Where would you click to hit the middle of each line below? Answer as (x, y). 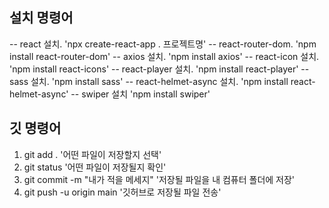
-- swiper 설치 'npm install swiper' (140, 94)
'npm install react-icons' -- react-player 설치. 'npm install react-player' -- (159, 69)
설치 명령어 (41, 18)
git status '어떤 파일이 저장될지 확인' (95, 167)
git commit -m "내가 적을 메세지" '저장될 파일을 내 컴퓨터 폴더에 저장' (159, 179)
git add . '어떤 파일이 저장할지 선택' (92, 154)
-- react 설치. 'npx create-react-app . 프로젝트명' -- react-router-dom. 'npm (163, 44)
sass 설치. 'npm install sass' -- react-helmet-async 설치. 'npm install (149, 81)
